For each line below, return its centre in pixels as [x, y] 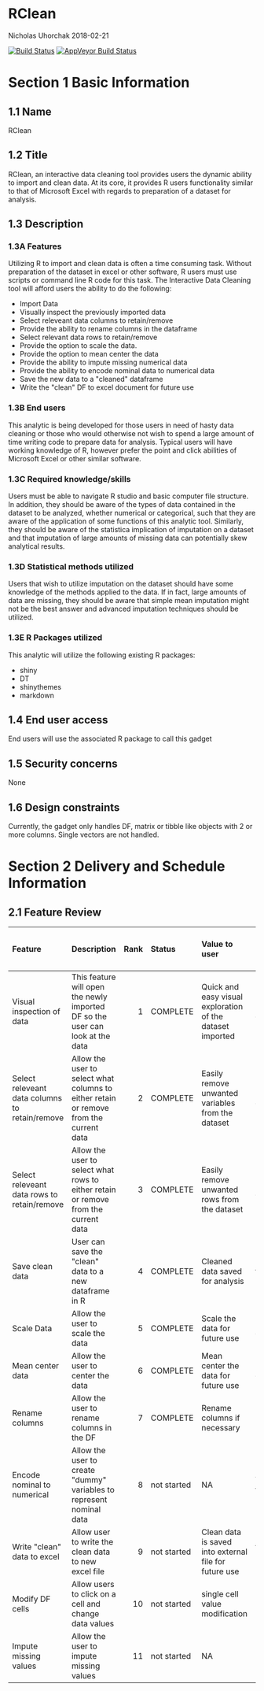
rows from [220, 1200]
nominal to [31, 1485]
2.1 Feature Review [55, 912]
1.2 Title [28, 155]
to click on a [93, 1594]
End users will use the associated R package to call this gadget [110, 739]
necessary [221, 1428]
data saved [222, 1271]
